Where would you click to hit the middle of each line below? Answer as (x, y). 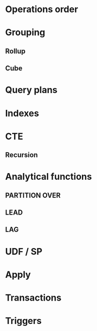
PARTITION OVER (33, 195)
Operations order (42, 9)
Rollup (16, 51)
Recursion (22, 155)
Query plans (31, 90)
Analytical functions (48, 177)
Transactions (33, 298)
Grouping (25, 33)
